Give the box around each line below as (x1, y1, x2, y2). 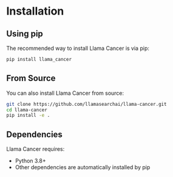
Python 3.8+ (15, 157, 47, 165)
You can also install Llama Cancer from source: (6, 89, 124, 97)
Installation (6, 4, 64, 18)
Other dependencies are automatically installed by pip (15, 164, 151, 171)
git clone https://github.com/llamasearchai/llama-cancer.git (6, 101, 167, 107)
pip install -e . (6, 113, 50, 119)
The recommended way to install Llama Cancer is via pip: (6, 44, 150, 52)
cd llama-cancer (6, 106, 47, 113)
